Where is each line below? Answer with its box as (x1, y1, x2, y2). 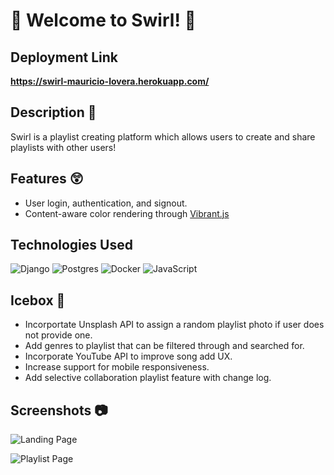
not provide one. (24, 329, 93, 341)
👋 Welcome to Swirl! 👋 (10, 9, 197, 32)
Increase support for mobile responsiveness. (24, 361, 210, 373)
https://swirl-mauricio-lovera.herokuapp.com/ (10, 75, 210, 87)
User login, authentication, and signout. (24, 197, 188, 209)
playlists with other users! (10, 141, 117, 153)
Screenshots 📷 (10, 402, 108, 419)
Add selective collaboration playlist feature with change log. (24, 372, 272, 384)
